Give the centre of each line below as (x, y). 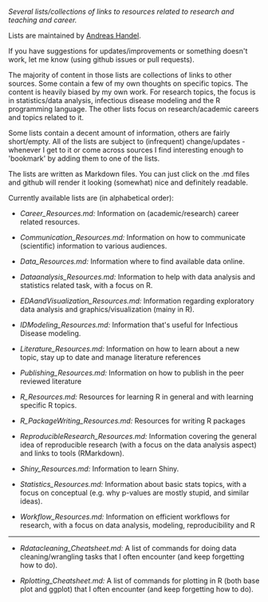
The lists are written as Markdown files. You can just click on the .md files (129, 174)
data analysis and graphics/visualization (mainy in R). (107, 309)
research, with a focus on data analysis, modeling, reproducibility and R (137, 525)
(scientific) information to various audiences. (93, 246)
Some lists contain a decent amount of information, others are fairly (119, 133)
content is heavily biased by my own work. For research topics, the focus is (132, 92)
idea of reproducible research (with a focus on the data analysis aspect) (138, 445)
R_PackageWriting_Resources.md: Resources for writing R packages (132, 421)
